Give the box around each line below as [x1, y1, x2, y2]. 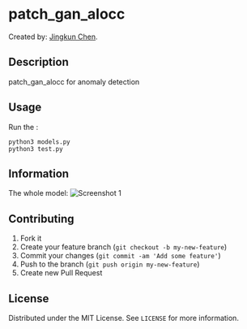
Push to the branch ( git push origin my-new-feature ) [19, 259, 200, 269]
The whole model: [8, 188, 69, 198]
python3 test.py [8, 145, 63, 153]
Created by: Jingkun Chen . [8, 32, 99, 41]
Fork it [19, 233, 42, 244]
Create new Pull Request [19, 268, 103, 278]
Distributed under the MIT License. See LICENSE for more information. [8, 314, 239, 323]
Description [8, 55, 69, 69]
